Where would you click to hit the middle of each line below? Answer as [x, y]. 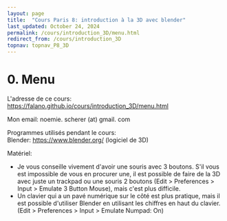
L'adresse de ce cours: [40, 98]
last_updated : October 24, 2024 [53, 26]
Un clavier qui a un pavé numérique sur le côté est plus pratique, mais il [118, 196]
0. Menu [31, 80]
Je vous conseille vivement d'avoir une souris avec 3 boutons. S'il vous [118, 167]
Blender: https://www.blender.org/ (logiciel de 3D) [78, 140]
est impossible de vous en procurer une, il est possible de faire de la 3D [119, 173]
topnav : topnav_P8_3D [38, 45]
